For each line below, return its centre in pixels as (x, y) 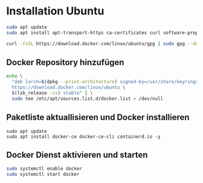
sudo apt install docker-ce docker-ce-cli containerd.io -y (84, 137)
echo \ (14, 76)
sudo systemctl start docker (43, 175)
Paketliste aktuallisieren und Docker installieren (98, 118)
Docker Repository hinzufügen (65, 62)
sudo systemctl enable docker (44, 169)
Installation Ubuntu (55, 11)
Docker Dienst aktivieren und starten (77, 155)
